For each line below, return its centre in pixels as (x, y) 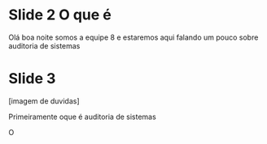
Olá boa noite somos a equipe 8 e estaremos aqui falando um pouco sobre (133, 37)
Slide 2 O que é (60, 15)
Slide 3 (32, 79)
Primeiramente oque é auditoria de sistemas (82, 116)
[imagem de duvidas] (44, 101)
